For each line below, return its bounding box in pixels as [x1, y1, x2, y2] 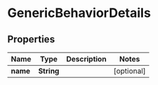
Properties [7, 33, 55, 45]
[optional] [113, 66, 147, 76]
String [38, 66, 60, 76]
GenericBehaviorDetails [7, 5, 151, 21]
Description [66, 55, 107, 64]
